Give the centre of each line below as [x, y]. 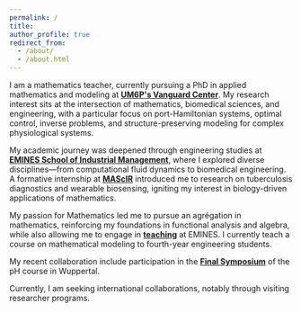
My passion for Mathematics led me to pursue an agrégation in [125, 215]
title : [22, 26]
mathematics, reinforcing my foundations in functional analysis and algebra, [150, 225]
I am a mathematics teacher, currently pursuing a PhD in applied [128, 85]
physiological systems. [52, 133]
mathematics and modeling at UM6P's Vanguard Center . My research [139, 94]
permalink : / [34, 18]
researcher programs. [49, 298]
